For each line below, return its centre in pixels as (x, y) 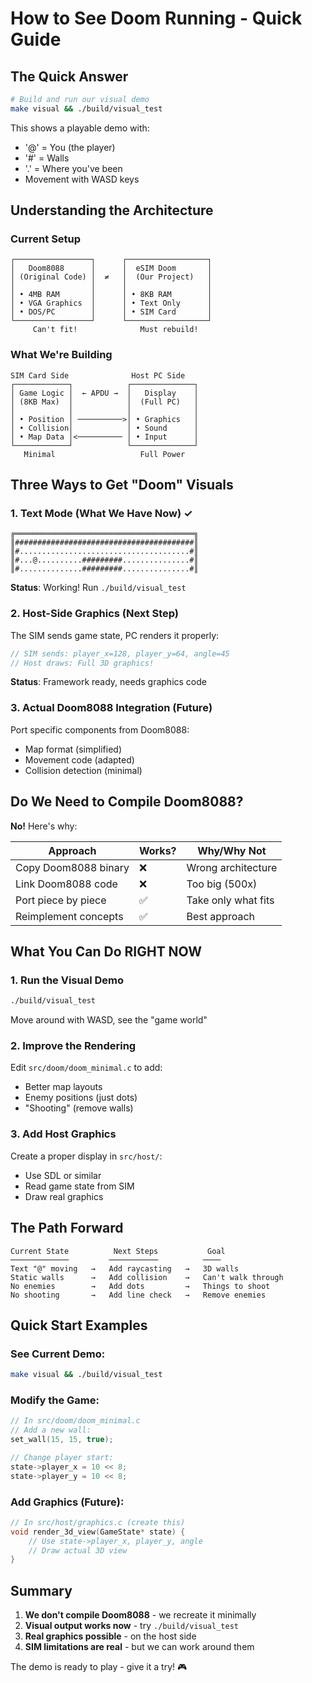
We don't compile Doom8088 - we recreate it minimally (140, 1615)
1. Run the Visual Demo (67, 980)
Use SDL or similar (63, 1175)
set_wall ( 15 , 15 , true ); (62, 1440)
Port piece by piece (61, 900)
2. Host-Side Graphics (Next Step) (95, 614)
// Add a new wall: (51, 1430)
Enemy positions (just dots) (81, 1098)
